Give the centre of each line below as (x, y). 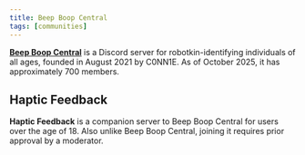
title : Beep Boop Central (58, 18)
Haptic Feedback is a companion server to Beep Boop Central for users (144, 121)
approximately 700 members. (65, 71)
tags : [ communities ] (49, 26)
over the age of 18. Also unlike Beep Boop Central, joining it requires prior (147, 131)
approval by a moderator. (56, 140)
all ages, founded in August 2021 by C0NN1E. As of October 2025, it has (145, 62)
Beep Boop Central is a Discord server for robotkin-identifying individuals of (152, 52)
